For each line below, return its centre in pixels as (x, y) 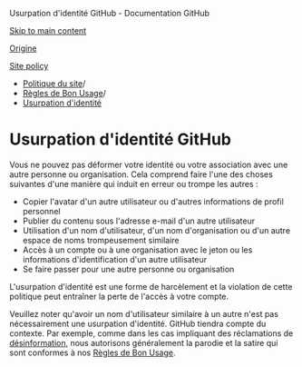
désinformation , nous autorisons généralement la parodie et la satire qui (144, 342)
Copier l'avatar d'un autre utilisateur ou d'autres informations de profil (153, 201)
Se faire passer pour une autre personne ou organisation (128, 269)
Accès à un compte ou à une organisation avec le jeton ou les (137, 250)
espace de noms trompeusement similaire (101, 240)
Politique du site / (54, 84)
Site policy (29, 66)
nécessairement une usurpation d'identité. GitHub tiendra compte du (138, 323)
